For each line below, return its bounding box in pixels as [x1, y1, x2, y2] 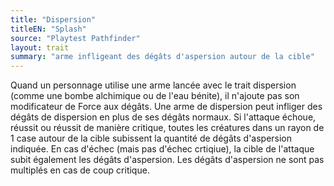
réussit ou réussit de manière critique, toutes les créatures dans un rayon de [10, 122, 325, 134]
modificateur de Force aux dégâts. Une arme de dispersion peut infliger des [10, 101, 323, 113]
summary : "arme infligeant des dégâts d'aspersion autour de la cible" [10, 52, 315, 62]
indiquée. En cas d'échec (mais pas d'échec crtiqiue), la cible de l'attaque [10, 143, 315, 155]
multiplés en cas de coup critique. [10, 164, 150, 176]
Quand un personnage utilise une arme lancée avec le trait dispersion [10, 79, 297, 91]
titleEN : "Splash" [10, 24, 87, 34]
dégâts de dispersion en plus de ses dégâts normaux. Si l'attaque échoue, [10, 111, 317, 123]
